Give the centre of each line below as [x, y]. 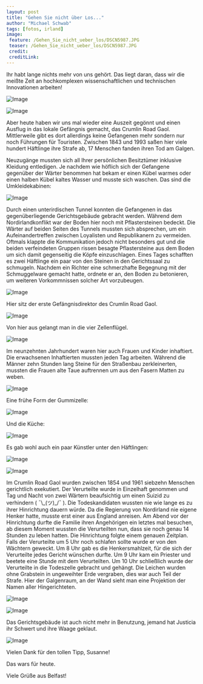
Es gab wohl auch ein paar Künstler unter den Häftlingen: [77, 447]
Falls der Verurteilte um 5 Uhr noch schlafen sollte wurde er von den [92, 541]
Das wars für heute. [31, 664]
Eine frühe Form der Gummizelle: [48, 400]
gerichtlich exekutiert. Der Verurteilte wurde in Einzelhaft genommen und [97, 489]
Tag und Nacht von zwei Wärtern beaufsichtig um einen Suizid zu [88, 495]
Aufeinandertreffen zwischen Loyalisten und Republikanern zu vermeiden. [99, 235]
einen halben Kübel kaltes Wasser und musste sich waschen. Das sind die [98, 179]
